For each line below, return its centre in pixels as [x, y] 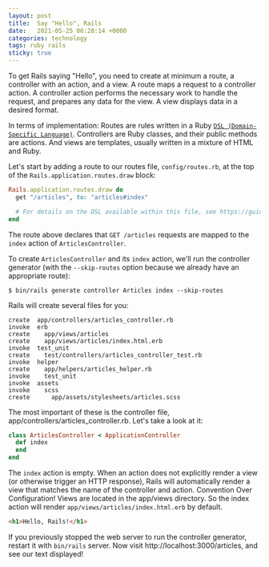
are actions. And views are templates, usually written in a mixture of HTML [131, 142]
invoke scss [34, 390]
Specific [23, 135]
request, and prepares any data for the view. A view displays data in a [123, 101]
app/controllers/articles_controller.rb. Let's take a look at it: [106, 420]
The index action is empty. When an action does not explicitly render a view [133, 473]
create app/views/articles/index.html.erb [85, 341]
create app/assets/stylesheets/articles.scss [94, 397]
